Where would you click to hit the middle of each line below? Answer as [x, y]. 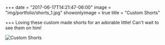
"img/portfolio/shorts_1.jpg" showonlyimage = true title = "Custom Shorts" [83, 13]
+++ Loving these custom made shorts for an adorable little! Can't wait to [82, 22]
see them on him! [23, 28]
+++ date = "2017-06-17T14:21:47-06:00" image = [58, 7]
